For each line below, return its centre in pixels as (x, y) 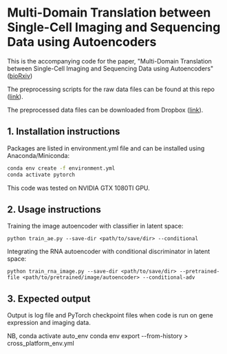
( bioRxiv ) (20, 76)
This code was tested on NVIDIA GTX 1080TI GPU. (78, 188)
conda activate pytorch (41, 175)
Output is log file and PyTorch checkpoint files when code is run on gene (110, 315)
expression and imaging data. (49, 323)
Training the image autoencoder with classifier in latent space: (95, 226)
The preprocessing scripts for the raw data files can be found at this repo (111, 89)
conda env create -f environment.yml (61, 168)
